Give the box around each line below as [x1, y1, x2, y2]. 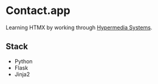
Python [14, 57, 33, 65]
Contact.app [5, 4, 70, 18]
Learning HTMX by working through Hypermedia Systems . [5, 24, 153, 31]
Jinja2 [14, 71, 30, 78]
